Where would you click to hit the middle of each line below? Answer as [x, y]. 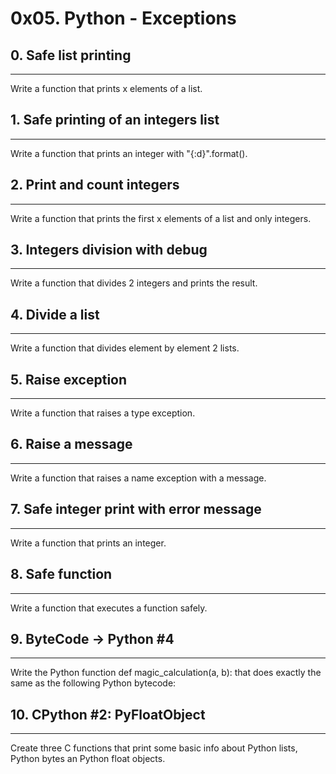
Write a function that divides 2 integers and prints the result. [134, 283]
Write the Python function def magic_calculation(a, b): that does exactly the [166, 673]
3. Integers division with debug [109, 250]
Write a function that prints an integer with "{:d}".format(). [129, 153]
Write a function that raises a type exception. [103, 413]
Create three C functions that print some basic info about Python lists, [154, 748]
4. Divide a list [55, 314]
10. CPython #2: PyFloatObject [108, 714]
